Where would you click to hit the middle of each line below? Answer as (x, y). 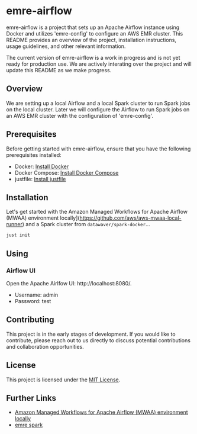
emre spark (29, 425)
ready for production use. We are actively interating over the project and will (99, 64)
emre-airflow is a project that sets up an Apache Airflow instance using (93, 27)
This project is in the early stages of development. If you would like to (91, 334)
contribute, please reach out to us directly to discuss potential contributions (98, 340)
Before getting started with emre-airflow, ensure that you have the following (98, 149)
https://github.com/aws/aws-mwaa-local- (130, 218)
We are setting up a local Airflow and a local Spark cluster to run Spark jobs (98, 103)
